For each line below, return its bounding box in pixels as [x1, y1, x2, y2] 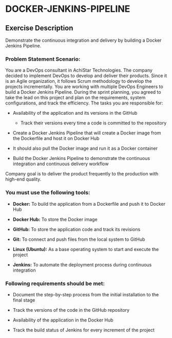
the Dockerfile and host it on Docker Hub [12, 135, 100, 141]
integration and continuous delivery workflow [12, 161, 109, 167]
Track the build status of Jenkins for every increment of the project [12, 327, 155, 333]
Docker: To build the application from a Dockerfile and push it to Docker [12, 201, 166, 207]
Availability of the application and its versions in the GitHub [12, 110, 138, 116]
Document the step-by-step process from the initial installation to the [12, 291, 159, 297]
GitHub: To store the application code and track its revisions [12, 226, 141, 232]
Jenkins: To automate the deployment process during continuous [12, 261, 152, 268]
